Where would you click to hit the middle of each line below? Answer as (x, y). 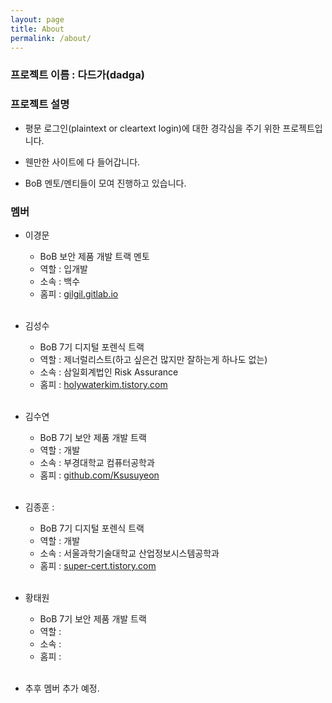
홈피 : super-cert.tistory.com (98, 565)
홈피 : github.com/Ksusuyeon (99, 475)
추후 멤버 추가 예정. (62, 688)
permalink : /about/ (51, 38)
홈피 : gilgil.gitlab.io (79, 293)
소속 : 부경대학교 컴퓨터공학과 (97, 462)
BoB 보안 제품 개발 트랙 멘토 (94, 256)
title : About (37, 29)
